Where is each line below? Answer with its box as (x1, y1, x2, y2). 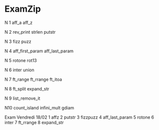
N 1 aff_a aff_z (4, 20, 33, 25)
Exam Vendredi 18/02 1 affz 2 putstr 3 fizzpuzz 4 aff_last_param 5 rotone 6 (4, 114, 154, 120)
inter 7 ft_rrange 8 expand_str (4, 119, 64, 125)
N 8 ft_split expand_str (4, 86, 50, 91)
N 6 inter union (4, 67, 35, 73)
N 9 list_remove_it (4, 95, 40, 101)
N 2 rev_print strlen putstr (4, 29, 56, 35)
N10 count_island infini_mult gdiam (4, 105, 74, 110)
